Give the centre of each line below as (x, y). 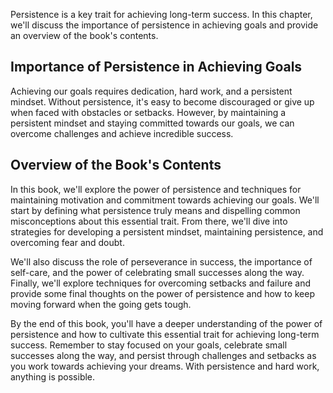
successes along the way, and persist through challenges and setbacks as (163, 355)
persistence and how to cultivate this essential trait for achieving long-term (165, 334)
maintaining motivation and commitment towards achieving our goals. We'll (165, 200)
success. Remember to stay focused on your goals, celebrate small (149, 345)
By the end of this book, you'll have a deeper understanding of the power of (166, 323)
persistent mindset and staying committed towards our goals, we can (152, 123)
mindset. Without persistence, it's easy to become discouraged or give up (162, 101)
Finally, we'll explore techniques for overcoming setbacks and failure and (161, 283)
